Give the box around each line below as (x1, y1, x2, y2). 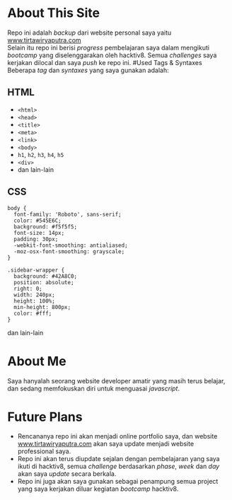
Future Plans (7, 409, 83, 425)
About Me (7, 353, 66, 369)
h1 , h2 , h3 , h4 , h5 (17, 150, 64, 158)
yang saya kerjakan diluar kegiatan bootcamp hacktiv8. (17, 484, 179, 493)
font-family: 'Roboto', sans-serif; (13, 211, 122, 218)
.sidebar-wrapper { (7, 267, 65, 274)
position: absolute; (13, 279, 74, 286)
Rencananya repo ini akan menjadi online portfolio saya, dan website (17, 432, 218, 441)
